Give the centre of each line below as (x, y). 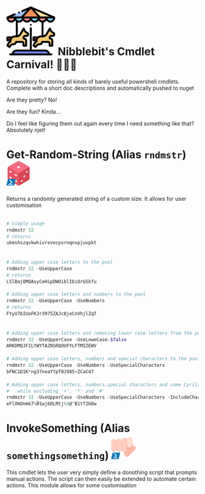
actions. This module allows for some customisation (72, 485)
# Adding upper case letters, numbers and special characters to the (97, 359)
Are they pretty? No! (32, 100)
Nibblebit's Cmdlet (106, 52)
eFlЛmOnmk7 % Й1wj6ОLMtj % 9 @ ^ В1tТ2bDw (52, 404)
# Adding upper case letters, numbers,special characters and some (94, 385)
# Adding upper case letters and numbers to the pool (76, 294)
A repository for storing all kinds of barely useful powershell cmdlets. (93, 81)
